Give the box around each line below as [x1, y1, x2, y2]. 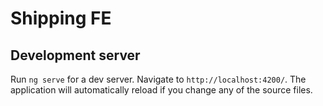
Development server [10, 47, 141, 64]
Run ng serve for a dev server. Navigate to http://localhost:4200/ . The [10, 73, 307, 85]
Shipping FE [10, 7, 112, 30]
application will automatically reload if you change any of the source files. [10, 84, 313, 96]
